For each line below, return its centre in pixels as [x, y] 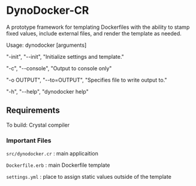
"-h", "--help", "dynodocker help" [47, 91]
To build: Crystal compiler [38, 125]
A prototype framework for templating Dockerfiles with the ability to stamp [98, 27]
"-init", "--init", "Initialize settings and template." [65, 56]
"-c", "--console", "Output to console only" [59, 68]
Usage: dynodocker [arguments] [46, 45]
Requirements [33, 111]
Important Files [29, 140]
